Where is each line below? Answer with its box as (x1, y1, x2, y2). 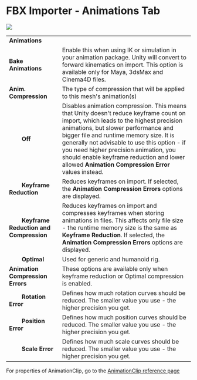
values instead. (62, 167, 104, 176)
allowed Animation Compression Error (62, 160, 170, 169)
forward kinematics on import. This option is (62, 60, 184, 69)
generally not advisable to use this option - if (62, 138, 186, 146)
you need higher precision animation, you (62, 146, 176, 154)
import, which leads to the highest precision (62, 116, 183, 125)
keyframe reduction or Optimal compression (62, 272, 184, 280)
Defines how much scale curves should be (62, 337, 179, 345)
